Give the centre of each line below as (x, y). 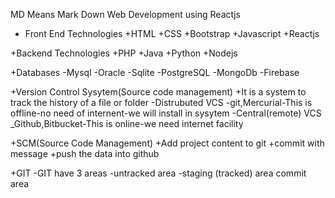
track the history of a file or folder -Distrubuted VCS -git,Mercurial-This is (161, 102)
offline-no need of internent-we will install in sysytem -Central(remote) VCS (166, 113)
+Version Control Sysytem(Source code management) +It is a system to (158, 92)
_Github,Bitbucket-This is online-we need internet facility (127, 123)
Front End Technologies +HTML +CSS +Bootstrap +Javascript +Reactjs (172, 33)
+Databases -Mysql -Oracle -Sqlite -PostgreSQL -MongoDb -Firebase (155, 72)
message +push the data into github (85, 153)
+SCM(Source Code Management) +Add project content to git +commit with (167, 143)
